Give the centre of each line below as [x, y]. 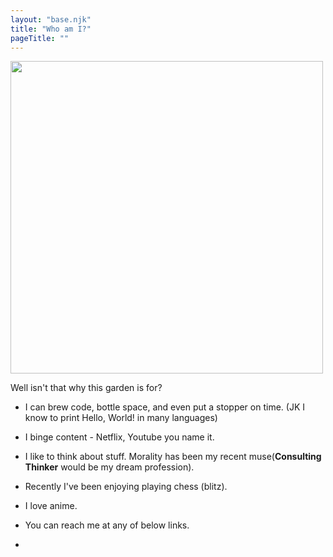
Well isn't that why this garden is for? [86, 388]
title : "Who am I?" [51, 29]
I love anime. [51, 506]
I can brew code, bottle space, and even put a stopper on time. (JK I [164, 407]
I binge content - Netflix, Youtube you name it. [119, 437]
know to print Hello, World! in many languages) [121, 418]
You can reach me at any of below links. [107, 525]
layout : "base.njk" [51, 19]
